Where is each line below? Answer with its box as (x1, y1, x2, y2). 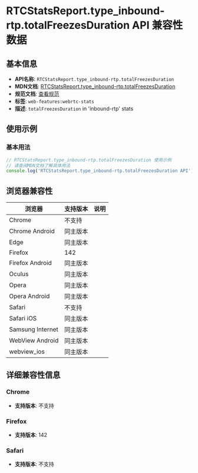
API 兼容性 (131, 19, 183, 32)
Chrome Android (9, 227, 55, 235)
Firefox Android (9, 259, 52, 267)
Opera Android (9, 292, 50, 300)
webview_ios (9, 348, 45, 356)
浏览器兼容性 (6, 186, 53, 196)
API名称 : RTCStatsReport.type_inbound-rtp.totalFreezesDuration (14, 76, 174, 82)
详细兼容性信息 (6, 370, 61, 380)
